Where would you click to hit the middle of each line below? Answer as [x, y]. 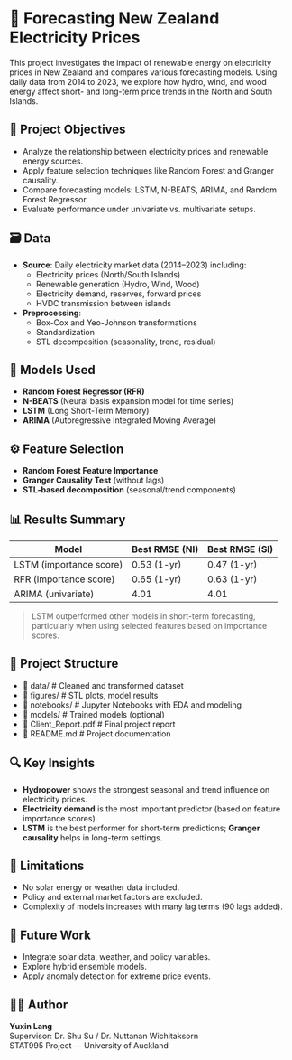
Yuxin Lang [31, 1027]
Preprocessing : [51, 313]
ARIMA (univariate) [54, 594]
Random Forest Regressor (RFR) [84, 391]
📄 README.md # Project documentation [96, 733]
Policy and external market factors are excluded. [112, 897]
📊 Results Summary [68, 519]
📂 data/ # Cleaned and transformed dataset [103, 685]
